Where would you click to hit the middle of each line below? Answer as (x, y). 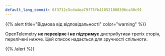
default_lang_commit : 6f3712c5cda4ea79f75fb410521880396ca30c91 (73, 10)
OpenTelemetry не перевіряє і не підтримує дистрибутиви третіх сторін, (83, 33)
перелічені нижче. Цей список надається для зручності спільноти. (76, 39)
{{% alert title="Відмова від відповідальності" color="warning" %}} (76, 24)
